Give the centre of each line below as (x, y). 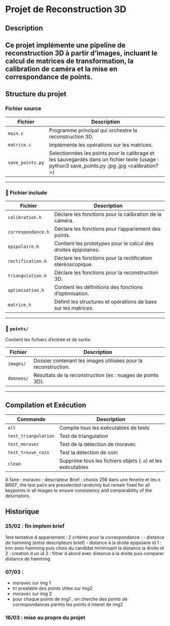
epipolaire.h (24, 246)
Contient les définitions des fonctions (98, 287)
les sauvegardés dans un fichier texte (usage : (104, 159)
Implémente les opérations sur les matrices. (101, 144)
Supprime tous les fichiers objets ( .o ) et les (111, 461)
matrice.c (19, 145)
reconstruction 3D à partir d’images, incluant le (81, 53)
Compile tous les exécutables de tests (104, 428)
